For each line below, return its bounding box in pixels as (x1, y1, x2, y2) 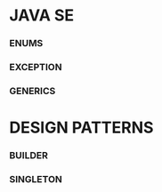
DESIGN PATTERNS (9, 117, 154, 138)
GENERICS (9, 84, 56, 97)
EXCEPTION (9, 61, 62, 74)
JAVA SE (9, 5, 75, 26)
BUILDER (9, 149, 49, 162)
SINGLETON (9, 172, 62, 185)
